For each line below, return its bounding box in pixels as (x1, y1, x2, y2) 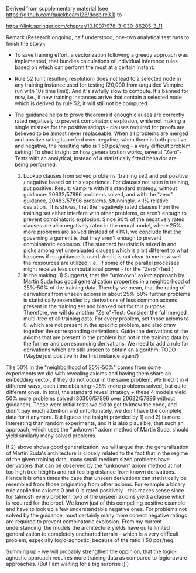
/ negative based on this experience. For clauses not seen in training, (23, 178, 190, 185)
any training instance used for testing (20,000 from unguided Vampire (14, 81, 183, 88)
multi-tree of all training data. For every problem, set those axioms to (23, 315, 189, 322)
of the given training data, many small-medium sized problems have (6, 456, 170, 462)
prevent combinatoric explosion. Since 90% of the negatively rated (23, 216, 185, 223)
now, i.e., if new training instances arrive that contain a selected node (14, 94, 183, 101)
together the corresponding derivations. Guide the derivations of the (23, 327, 188, 334)
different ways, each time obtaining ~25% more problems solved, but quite (6, 382, 187, 389)
